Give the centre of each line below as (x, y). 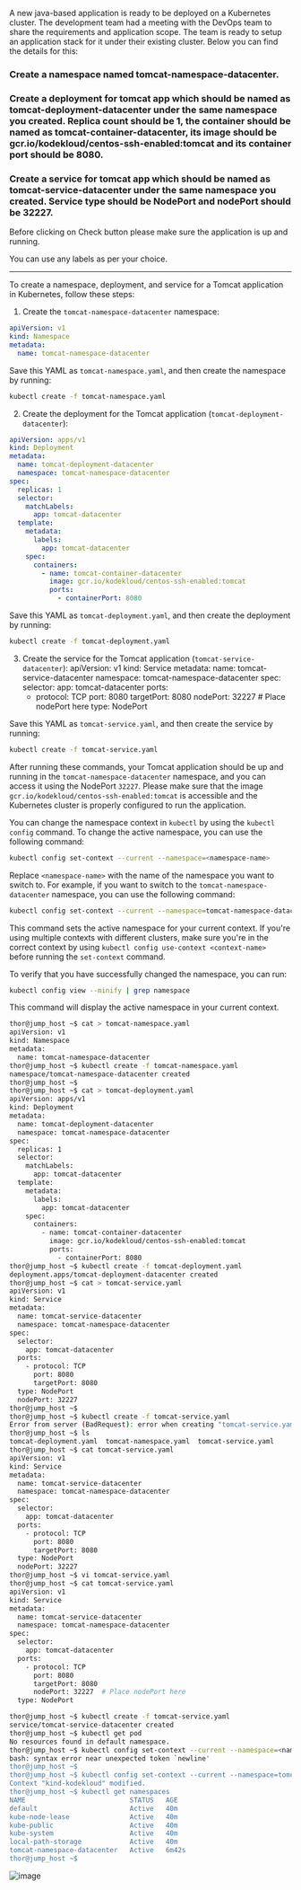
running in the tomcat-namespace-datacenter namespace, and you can (138, 776)
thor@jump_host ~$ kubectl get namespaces (90, 1792)
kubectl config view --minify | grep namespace (100, 990)
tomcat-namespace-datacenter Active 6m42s (98, 1850)
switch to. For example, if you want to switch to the (103, 885)
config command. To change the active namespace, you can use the (136, 832)
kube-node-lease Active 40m (94, 1817)
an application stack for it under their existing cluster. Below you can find (144, 41)
